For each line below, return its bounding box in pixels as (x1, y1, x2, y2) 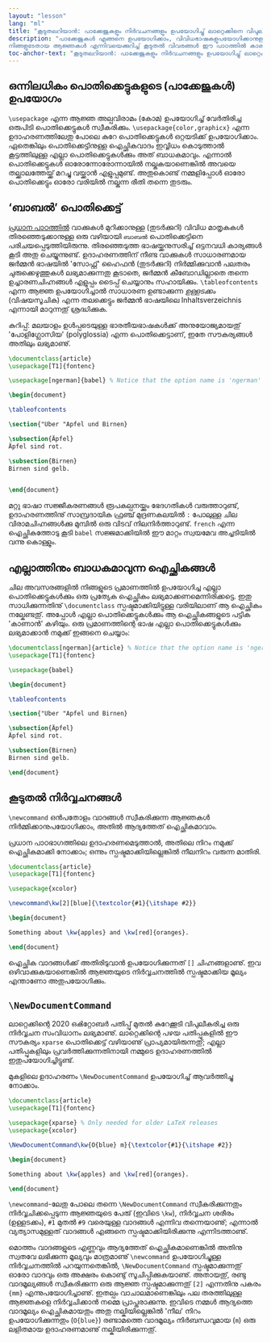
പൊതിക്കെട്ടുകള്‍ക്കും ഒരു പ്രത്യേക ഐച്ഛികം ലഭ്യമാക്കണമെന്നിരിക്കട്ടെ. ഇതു (8, 591, 252, 602)
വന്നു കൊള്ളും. (8, 537, 56, 547)
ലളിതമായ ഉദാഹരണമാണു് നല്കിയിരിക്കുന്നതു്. (8, 1324, 157, 1334)
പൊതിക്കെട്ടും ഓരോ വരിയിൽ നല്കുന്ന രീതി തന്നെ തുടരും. (8, 177, 193, 187)
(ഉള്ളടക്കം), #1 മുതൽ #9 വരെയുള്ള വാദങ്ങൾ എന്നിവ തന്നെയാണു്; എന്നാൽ (8, 1217, 258, 1228)
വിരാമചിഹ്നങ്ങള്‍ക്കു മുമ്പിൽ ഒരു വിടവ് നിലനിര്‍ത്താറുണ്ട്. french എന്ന (8, 518, 236, 529)
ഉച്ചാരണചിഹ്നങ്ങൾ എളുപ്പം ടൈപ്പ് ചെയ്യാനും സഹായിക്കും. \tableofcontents (8, 276, 259, 287)
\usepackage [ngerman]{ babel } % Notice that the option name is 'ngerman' (8, 376, 262, 384)
